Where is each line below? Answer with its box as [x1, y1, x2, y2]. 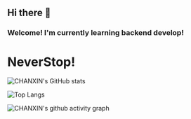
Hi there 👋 [7, 7, 51, 19]
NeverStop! [7, 54, 76, 70]
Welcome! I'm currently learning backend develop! [7, 28, 184, 38]
